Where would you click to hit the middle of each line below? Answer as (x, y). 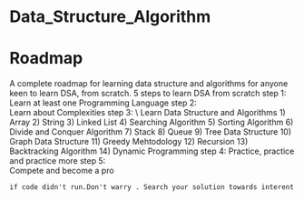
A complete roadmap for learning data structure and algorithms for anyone (149, 84)
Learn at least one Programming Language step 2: (103, 103)
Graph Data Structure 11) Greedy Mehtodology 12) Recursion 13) (129, 142)
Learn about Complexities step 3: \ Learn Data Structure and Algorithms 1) (147, 113)
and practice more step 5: (58, 161)
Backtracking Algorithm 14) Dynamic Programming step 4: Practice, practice (152, 151)
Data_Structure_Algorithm (110, 17)
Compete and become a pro (62, 171)
